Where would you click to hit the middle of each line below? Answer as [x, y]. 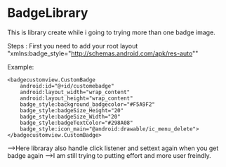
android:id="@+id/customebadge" [67, 86]
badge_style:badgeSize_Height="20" [72, 110]
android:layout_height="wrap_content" [77, 98]
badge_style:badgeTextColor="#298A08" [77, 123]
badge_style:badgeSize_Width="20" [70, 116]
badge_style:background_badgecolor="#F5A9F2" [88, 104]
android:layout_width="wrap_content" [75, 92]
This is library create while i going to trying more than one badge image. [111, 32]
